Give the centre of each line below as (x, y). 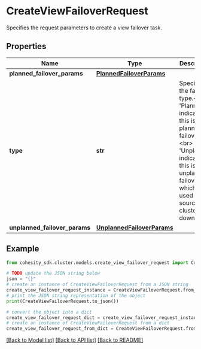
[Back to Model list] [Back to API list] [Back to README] (75, 340)
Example (23, 249)
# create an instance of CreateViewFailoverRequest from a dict (88, 323)
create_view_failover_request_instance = (59, 290)
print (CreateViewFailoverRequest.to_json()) (63, 301)
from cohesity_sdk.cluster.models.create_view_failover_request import (97, 262)
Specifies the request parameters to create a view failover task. (84, 28)
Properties (26, 46)
